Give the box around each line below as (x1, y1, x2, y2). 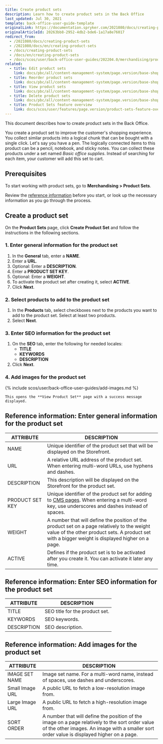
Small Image (7, 685, 35, 692)
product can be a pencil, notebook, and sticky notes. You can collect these (5, 145, 154, 151)
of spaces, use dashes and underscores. (42, 677, 135, 684)
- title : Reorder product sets (9, 75, 73, 80)
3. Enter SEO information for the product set (5, 330, 111, 337)
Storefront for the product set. (47, 483, 115, 489)
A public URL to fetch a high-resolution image (42, 699, 147, 705)
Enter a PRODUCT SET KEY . (12, 268, 69, 274)
